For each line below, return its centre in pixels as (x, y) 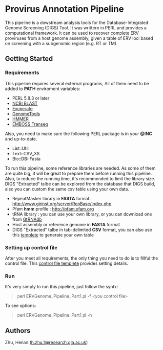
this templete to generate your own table (53, 235)
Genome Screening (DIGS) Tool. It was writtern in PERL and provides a (76, 27)
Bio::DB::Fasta (26, 159)
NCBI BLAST (25, 103)
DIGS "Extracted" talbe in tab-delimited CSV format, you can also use (82, 230)
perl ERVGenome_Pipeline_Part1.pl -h (54, 315)
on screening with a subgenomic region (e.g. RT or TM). (61, 43)
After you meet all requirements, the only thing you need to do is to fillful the (81, 258)
